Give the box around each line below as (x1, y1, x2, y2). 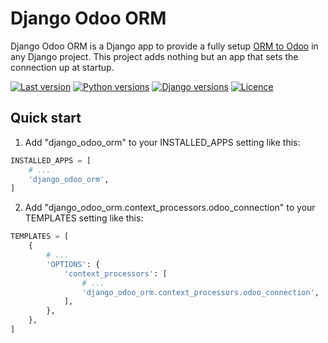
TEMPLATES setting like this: (24, 212, 144, 224)
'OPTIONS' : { (46, 259, 101, 269)
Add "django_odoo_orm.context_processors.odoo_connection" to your (24, 202, 316, 214)
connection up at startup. (10, 61, 115, 73)
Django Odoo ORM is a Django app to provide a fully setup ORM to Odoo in (10, 40, 319, 52)
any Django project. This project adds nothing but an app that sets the (10, 50, 299, 62)
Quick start (10, 110, 82, 127)
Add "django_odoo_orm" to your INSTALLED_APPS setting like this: (24, 136, 301, 148)
